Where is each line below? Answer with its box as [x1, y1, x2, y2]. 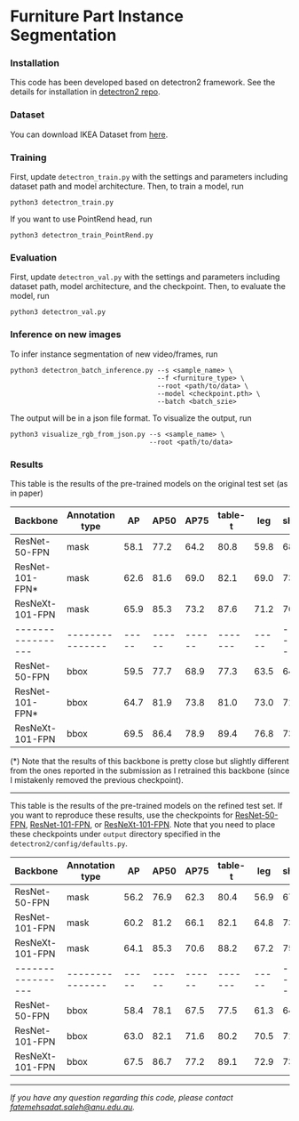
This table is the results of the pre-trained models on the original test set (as [10, 478, 288, 488]
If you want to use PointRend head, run [10, 214, 153, 224]
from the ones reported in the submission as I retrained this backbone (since [10, 765, 290, 776]
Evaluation [10, 252, 57, 263]
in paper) [10, 488, 43, 498]
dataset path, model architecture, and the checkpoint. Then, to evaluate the [10, 281, 287, 292]
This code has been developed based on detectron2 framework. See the [10, 77, 276, 88]
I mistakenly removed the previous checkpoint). [10, 774, 185, 785]
